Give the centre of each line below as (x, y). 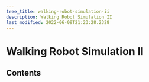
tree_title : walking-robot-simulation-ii (58, 11)
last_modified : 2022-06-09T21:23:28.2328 (58, 22)
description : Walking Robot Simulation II (59, 17)
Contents (24, 73)
